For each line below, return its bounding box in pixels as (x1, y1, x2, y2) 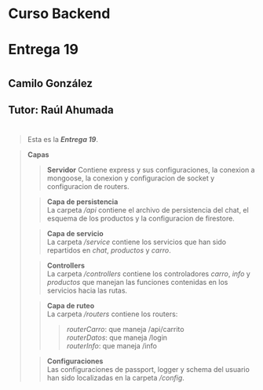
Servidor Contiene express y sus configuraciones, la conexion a (46, 166, 255, 175)
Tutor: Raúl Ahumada (8, 103, 114, 116)
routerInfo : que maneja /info (66, 341, 157, 351)
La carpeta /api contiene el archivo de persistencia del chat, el (46, 206, 249, 215)
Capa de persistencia (46, 197, 119, 206)
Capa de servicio (46, 229, 104, 239)
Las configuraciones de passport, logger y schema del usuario (46, 365, 250, 374)
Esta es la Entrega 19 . (27, 135, 98, 144)
